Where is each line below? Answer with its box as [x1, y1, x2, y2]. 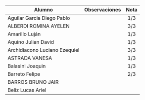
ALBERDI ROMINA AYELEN [7, 23, 70, 29]
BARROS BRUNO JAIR [7, 79, 59, 85]
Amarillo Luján [7, 31, 41, 37]
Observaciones [84, 6, 121, 13]
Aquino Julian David [7, 39, 54, 45]
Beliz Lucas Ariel [7, 87, 47, 93]
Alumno [34, 6, 53, 13]
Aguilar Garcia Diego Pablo [7, 15, 70, 21]
